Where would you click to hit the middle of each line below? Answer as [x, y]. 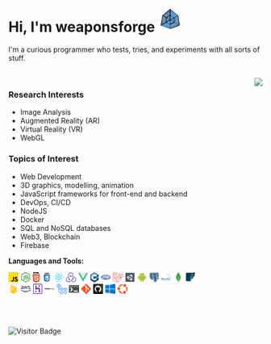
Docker [32, 219]
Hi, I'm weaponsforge [82, 27]
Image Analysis [45, 112]
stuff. [17, 58]
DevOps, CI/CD [45, 202]
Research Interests [46, 94]
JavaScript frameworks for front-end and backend [104, 194]
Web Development [51, 176]
